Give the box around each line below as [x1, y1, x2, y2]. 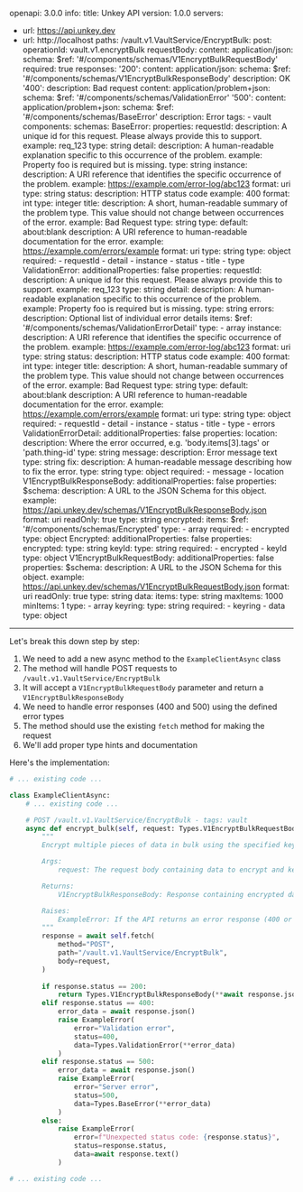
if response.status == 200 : [41, 982, 147, 991]
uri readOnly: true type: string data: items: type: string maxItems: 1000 [22, 591, 284, 601]
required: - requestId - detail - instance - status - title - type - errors [22, 419, 276, 429]
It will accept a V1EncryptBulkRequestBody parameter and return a [22, 682, 264, 693]
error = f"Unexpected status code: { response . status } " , [73, 1132, 280, 1142]
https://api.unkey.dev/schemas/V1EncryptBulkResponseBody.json [22, 504, 268, 515]
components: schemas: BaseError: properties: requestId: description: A [22, 121, 288, 132]
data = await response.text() [73, 1150, 179, 1159]
